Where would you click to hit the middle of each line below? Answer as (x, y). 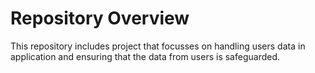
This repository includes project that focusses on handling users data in (158, 46)
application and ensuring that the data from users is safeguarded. (145, 56)
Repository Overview (100, 18)
